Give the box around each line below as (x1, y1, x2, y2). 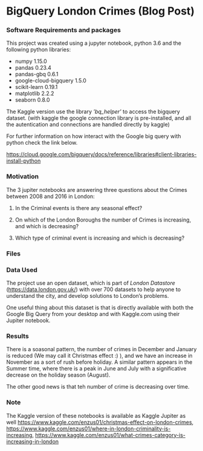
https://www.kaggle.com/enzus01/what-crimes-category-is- (35, 431, 186, 438)
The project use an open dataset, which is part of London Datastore (6, 280, 175, 286)
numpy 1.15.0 (14, 58, 47, 65)
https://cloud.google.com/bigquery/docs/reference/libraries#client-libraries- (6, 151, 197, 158)
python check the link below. (6, 139, 78, 146)
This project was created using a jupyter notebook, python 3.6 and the (6, 39, 181, 47)
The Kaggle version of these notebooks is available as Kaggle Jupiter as (6, 412, 186, 419)
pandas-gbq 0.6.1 (14, 71, 59, 78)
